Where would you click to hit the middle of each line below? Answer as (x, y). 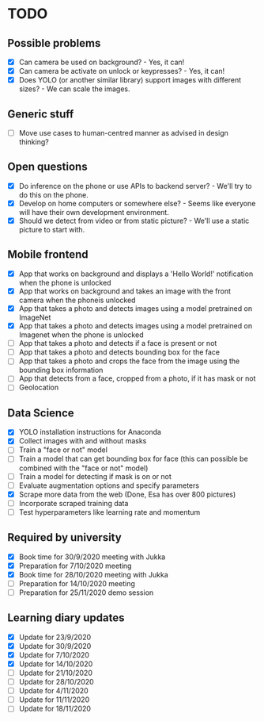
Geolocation (39, 387)
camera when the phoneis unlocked (77, 300)
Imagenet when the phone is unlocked (81, 335)
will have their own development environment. (94, 212)
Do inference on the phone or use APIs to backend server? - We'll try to (135, 186)
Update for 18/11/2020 (55, 709)
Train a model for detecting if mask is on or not (95, 476)
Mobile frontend (48, 255)
